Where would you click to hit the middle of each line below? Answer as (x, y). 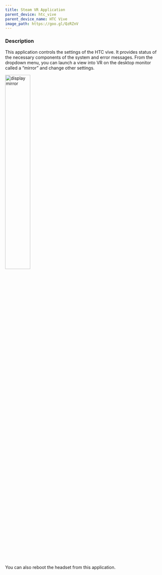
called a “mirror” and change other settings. (50, 68)
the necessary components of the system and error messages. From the (79, 57)
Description (20, 41)
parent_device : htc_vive (31, 14)
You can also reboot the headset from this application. (60, 567)
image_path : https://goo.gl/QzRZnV (42, 24)
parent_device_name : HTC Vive (36, 19)
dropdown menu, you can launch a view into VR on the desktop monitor (78, 62)
